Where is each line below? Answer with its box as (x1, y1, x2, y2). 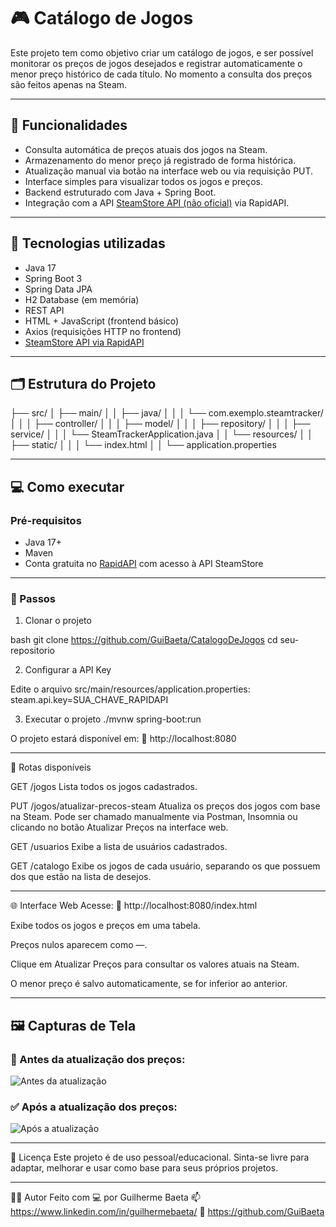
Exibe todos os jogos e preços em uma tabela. (10, 920, 201, 932)
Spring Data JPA (24, 283, 93, 295)
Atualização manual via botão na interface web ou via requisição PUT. (24, 165, 314, 177)
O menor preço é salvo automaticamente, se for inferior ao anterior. (10, 978, 288, 990)
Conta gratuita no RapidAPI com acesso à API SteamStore (24, 558, 264, 570)
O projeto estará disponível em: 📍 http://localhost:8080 (10, 733, 237, 745)
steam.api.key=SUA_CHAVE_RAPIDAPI (10, 694, 169, 706)
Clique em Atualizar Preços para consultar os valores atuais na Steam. (10, 958, 300, 970)
